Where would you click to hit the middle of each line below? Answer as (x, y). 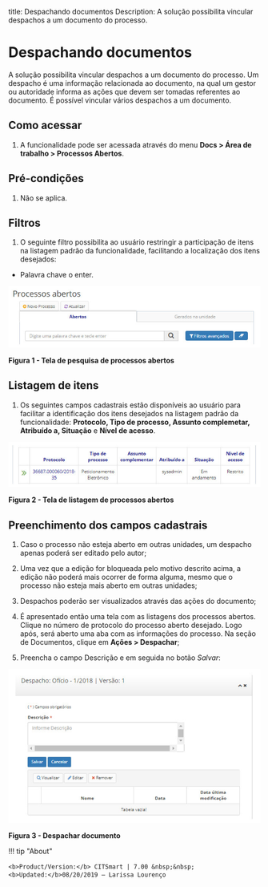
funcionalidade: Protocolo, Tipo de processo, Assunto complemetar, (135, 422)
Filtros (25, 223)
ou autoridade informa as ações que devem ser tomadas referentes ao (124, 91)
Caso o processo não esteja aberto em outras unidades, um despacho (136, 545)
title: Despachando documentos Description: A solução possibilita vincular (131, 12)
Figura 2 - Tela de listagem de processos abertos (91, 500)
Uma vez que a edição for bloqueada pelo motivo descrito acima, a (130, 569)
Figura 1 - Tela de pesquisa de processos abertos (91, 361)
